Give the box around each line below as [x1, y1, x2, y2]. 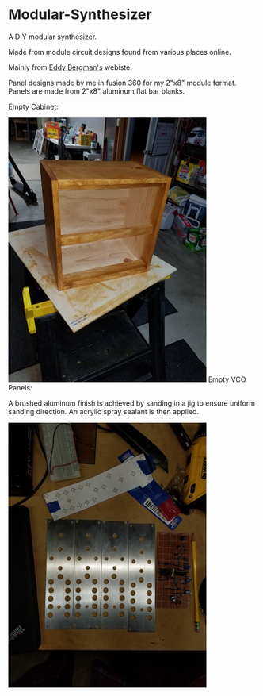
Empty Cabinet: [8, 102, 59, 111]
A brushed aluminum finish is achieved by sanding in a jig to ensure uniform [8, 398, 256, 408]
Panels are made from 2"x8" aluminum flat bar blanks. [8, 86, 185, 96]
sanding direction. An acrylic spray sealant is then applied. [8, 407, 200, 417]
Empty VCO [208, 375, 246, 384]
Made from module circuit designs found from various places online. [8, 47, 232, 56]
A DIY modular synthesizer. [8, 32, 97, 41]
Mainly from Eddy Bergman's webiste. [8, 62, 132, 72]
